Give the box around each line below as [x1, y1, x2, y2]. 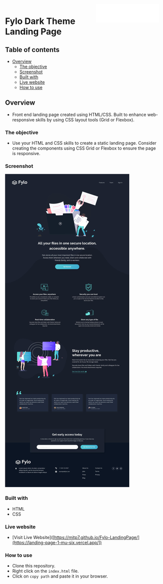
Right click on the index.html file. [12, 568, 79, 574]
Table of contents [5, 45, 60, 54]
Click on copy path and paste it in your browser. [12, 573, 108, 579]
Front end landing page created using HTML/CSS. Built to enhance [12, 112, 146, 117]
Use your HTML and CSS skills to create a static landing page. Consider [12, 140, 157, 146]
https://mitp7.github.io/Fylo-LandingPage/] [54, 535, 140, 540]
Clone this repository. [12, 563, 56, 569]
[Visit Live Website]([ [12, 535, 55, 540]
